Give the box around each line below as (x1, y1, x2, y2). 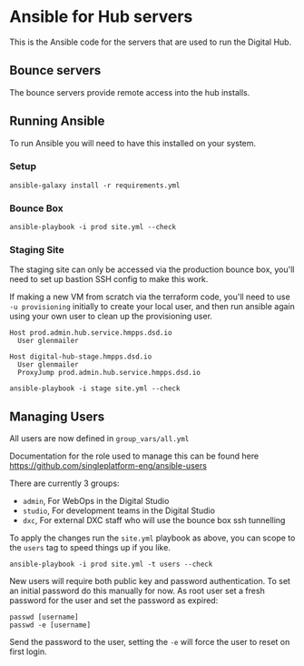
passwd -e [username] (9, 621, 92, 630)
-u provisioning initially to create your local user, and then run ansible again (9, 301, 295, 312)
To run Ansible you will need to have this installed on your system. (9, 137, 257, 148)
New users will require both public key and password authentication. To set (9, 576, 290, 587)
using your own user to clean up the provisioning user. (9, 311, 213, 322)
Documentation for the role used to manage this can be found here (9, 450, 260, 461)
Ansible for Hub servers (9, 6, 193, 27)
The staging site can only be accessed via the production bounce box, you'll (9, 264, 295, 275)
